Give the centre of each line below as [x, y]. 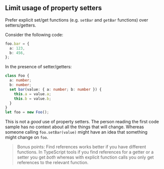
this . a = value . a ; [33, 94]
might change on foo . [27, 138]
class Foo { [17, 76]
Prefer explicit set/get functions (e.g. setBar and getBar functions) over [77, 20]
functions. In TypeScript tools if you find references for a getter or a [85, 152]
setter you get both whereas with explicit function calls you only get [85, 157]
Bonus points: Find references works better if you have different [82, 147]
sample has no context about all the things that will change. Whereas [75, 127]
